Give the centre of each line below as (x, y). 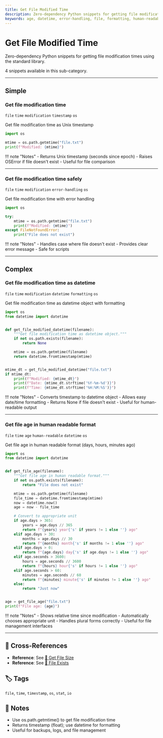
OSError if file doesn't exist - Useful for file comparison (60, 161)
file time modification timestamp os (41, 116)
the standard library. (25, 61)
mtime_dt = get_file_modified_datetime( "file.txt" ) (58, 369)
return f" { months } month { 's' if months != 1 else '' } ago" (83, 543)
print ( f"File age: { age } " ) (32, 606)
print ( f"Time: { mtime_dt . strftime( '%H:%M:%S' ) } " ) (65, 388)
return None (35, 343)
